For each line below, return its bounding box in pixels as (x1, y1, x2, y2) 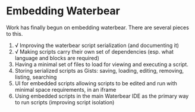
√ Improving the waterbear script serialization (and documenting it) (14, 42, 180, 49)
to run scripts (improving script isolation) (14, 98, 115, 105)
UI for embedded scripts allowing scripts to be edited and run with (14, 79, 177, 87)
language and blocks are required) (14, 54, 100, 61)
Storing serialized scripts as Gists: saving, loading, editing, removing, (14, 67, 184, 74)
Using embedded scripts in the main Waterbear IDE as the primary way (14, 92, 189, 99)
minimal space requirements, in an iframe (14, 86, 117, 93)
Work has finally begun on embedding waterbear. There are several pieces (6, 24, 189, 31)
